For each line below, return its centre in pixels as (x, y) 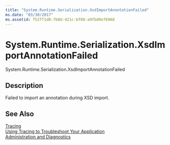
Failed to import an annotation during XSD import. (57, 98)
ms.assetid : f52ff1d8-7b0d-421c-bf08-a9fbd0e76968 (60, 19)
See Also (20, 114)
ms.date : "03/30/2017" (29, 15)
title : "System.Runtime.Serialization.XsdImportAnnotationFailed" (77, 10)
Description (24, 85)
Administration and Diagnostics (38, 137)
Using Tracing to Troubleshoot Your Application (55, 131)
